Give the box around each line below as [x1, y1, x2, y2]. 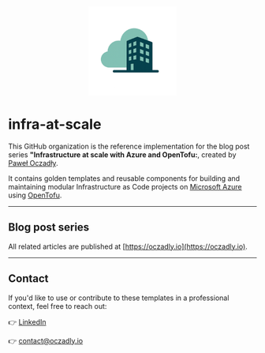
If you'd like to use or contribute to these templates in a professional [8, 293, 230, 302]
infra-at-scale [8, 115, 102, 133]
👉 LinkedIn [8, 317, 47, 326]
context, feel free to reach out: [8, 301, 107, 310]
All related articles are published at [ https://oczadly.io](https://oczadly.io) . [8, 242, 248, 251]
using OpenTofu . [8, 190, 62, 200]
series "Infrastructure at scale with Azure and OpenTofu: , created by [8, 149, 237, 160]
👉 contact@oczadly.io [8, 336, 84, 345]
